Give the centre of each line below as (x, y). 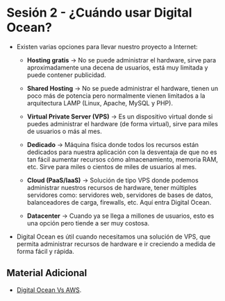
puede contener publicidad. (66, 75)
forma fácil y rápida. (45, 251)
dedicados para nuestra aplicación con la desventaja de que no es (122, 152)
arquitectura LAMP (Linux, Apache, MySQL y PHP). (100, 103)
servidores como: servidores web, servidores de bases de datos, (120, 195)
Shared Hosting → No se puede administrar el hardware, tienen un (123, 88)
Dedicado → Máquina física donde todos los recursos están (113, 144)
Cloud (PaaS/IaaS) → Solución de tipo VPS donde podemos (112, 180)
